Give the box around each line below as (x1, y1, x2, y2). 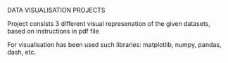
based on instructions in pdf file (7, 27, 100, 35)
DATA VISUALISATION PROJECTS (7, 6, 106, 14)
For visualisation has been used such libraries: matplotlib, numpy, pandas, (7, 41, 222, 48)
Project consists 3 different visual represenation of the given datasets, (7, 20, 211, 27)
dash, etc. (7, 48, 37, 56)
